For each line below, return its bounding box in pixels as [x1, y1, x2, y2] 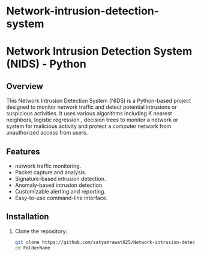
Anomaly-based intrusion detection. [14, 181, 104, 189]
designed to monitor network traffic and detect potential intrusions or [6, 103, 177, 111]
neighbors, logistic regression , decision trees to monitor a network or [6, 116, 179, 124]
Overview [6, 81, 44, 91]
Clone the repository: [14, 227, 68, 235]
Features [6, 146, 40, 157]
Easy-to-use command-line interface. [14, 194, 108, 201]
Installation [6, 212, 49, 222]
